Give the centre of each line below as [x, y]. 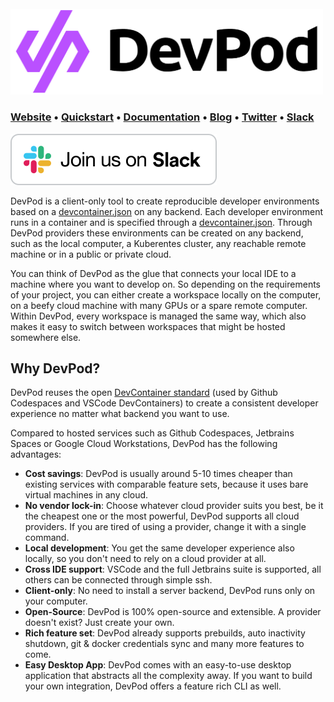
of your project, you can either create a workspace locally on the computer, [166, 294]
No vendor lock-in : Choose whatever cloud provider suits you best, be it [174, 506]
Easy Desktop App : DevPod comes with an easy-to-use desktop [158, 665]
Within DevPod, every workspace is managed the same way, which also [158, 316]
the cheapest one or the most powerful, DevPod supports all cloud [162, 516]
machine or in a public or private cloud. [91, 254]
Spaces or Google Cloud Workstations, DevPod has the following [144, 444]
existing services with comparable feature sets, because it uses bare [166, 484]
